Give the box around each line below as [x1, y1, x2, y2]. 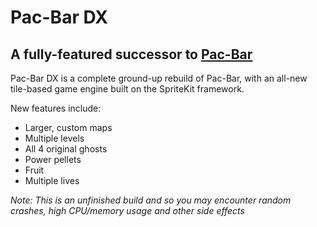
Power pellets [24, 154, 82, 165]
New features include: [10, 102, 102, 114]
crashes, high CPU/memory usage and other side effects [10, 205, 245, 216]
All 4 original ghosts [24, 143, 108, 155]
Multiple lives [24, 175, 80, 186]
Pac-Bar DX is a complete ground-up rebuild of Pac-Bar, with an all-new [10, 72, 308, 84]
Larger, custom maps [24, 122, 113, 133]
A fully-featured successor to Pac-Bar [10, 46, 253, 63]
